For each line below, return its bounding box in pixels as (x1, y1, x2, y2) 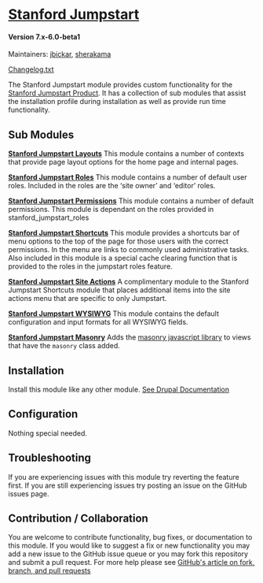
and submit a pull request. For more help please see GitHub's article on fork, (8, 558, 255, 567)
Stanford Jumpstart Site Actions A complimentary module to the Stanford (8, 277, 250, 287)
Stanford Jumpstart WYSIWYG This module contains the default (8, 309, 220, 318)
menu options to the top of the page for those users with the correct (8, 236, 229, 246)
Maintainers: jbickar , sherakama (8, 50, 111, 59)
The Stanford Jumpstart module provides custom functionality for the (8, 80, 233, 90)
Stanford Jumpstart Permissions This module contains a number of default (8, 196, 254, 206)
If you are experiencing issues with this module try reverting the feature (8, 472, 239, 481)
